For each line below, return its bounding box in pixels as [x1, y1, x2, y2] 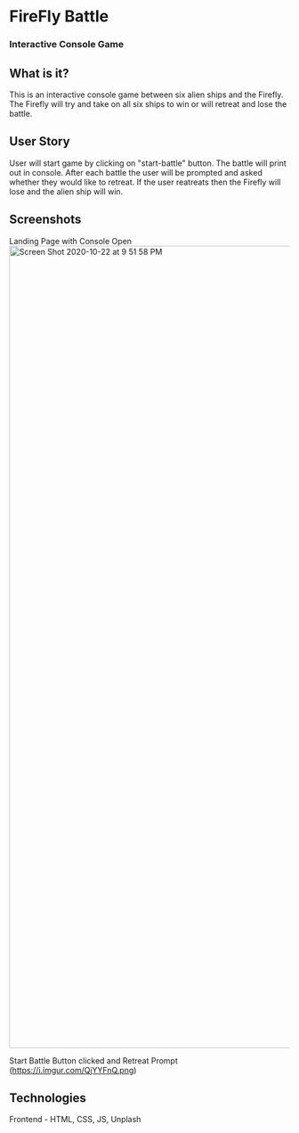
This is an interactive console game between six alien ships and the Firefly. [9, 89, 284, 100]
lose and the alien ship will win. [9, 185, 124, 197]
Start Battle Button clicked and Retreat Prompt [9, 1055, 178, 1066]
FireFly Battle [9, 6, 109, 27]
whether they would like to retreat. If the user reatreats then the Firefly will [9, 177, 281, 187]
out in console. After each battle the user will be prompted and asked [9, 167, 263, 177]
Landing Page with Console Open [9, 235, 132, 246]
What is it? [9, 65, 69, 81]
